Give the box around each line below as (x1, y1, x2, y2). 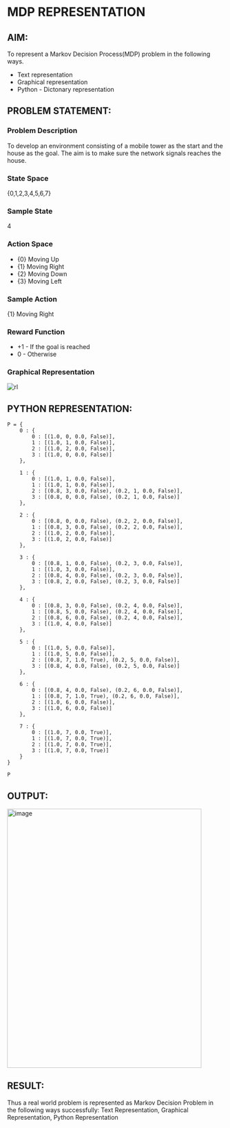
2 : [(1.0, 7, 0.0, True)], (32, 741, 112, 749)
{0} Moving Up (17, 255, 60, 263)
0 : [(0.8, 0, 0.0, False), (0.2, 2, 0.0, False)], (32, 518, 184, 525)
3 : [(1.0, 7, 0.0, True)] (32, 747, 109, 754)
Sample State (7, 206, 53, 216)
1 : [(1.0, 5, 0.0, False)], (32, 651, 116, 657)
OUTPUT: (7, 790, 48, 802)
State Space (7, 173, 49, 183)
